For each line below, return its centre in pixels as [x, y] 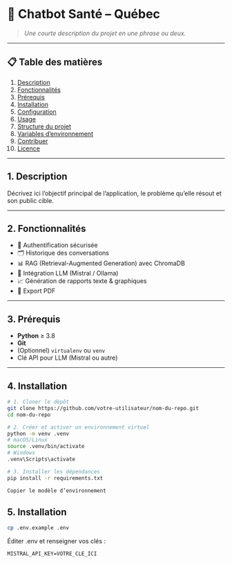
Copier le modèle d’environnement [57, 490]
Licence [28, 148]
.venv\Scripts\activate [41, 459]
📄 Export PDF [36, 291]
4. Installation [37, 386]
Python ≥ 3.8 [36, 336]
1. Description [37, 176]
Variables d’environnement [55, 133]
